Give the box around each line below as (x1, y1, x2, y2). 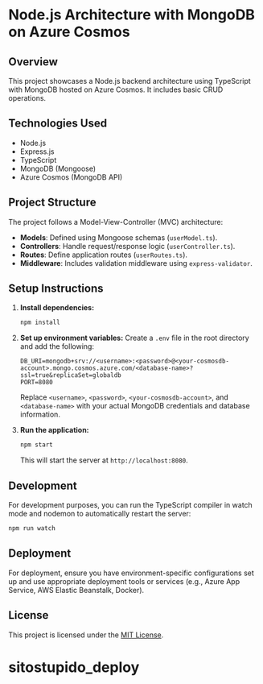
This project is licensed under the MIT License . (8, 630, 164, 640)
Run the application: (19, 425, 90, 435)
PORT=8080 (19, 379, 54, 387)
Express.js (19, 147, 55, 156)
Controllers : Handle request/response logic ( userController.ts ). (19, 241, 236, 251)
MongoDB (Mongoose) (19, 164, 97, 173)
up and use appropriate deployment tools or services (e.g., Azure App (8, 576, 240, 586)
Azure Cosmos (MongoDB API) (19, 172, 123, 182)
